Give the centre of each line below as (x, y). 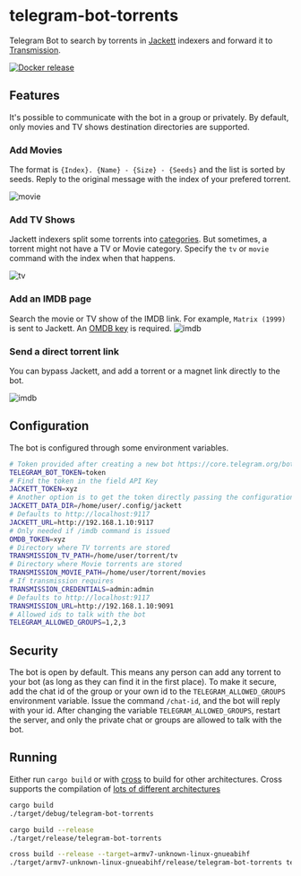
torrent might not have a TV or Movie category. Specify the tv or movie (139, 249)
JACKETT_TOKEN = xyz (43, 489)
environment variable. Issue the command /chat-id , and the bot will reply (145, 701)
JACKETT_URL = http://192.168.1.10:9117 (82, 522)
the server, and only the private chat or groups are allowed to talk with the (146, 720)
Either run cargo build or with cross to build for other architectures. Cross (146, 779)
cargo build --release (52, 830)
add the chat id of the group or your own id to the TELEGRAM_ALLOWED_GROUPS (147, 691)
